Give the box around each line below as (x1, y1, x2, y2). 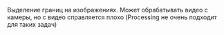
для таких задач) (7, 21, 57, 28)
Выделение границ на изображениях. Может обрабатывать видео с (7, 6, 209, 14)
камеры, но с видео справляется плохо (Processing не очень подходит (7, 13, 218, 21)
